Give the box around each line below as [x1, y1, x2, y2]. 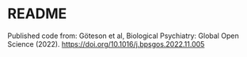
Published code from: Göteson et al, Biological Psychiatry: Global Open [7, 31, 239, 40]
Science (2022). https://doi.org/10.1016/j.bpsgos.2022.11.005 [7, 39, 205, 48]
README [7, 5, 67, 23]
